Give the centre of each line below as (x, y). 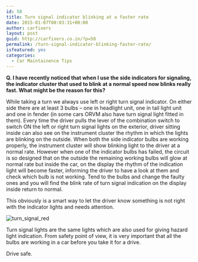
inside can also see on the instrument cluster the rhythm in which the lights (97, 132)
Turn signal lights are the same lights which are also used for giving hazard (97, 230)
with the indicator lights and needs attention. (60, 207)
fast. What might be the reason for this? (56, 90)
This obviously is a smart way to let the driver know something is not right (96, 200)
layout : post (22, 34)
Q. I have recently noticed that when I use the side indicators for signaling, (99, 78)
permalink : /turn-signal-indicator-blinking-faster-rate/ (79, 45)
